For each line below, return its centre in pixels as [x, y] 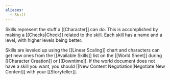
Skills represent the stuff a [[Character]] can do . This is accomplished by [82, 29]
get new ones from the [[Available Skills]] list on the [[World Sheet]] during [84, 55]
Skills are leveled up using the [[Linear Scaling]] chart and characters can [82, 50]
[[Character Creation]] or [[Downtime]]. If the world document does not [80, 61]
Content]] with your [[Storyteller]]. [41, 71]
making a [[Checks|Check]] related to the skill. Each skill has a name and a [84, 35]
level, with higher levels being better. [44, 40]
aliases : [15, 10]
